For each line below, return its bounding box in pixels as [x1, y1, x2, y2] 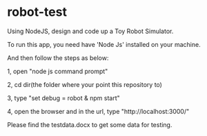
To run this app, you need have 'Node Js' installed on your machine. [7, 40, 201, 48]
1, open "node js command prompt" [7, 67, 108, 75]
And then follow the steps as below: [7, 53, 109, 62]
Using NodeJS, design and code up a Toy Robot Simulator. [7, 27, 174, 35]
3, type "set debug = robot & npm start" [7, 94, 121, 102]
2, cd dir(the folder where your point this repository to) [7, 80, 162, 88]
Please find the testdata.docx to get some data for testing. [7, 120, 172, 128]
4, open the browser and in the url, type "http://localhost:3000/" [7, 107, 190, 115]
